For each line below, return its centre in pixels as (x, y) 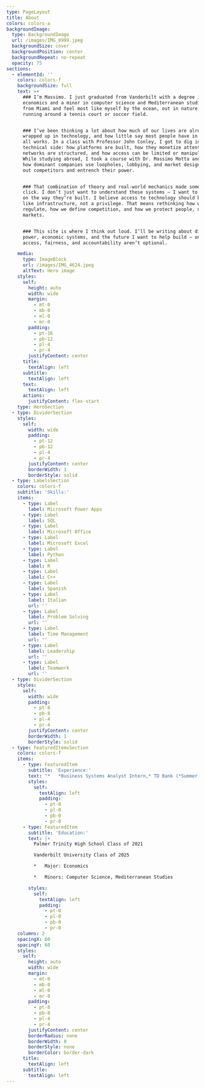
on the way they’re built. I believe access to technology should (109, 198)
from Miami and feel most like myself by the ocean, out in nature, (111, 108)
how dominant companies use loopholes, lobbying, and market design (111, 165)
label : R (39, 566)
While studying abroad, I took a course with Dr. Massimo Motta (106, 159)
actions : (34, 396)
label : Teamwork (49, 668)
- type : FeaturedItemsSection (50, 748)
